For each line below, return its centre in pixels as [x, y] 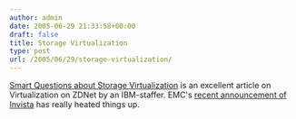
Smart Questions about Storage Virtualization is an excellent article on [140, 85]
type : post [30, 51]
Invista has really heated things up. [75, 104]
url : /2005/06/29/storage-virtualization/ [91, 59]
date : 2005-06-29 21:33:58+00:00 [73, 26]
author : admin [36, 18]
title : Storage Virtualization [69, 43]
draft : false [34, 34]
